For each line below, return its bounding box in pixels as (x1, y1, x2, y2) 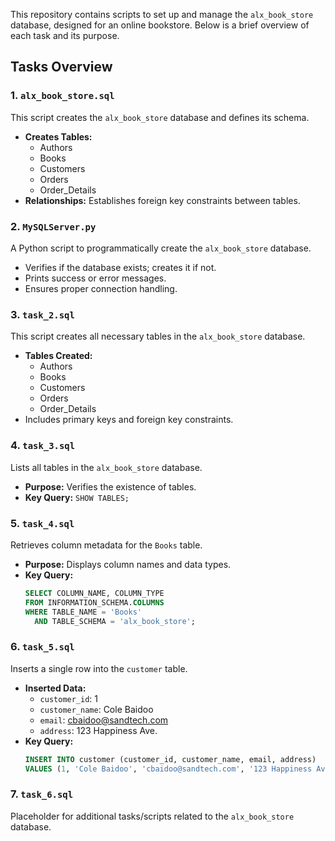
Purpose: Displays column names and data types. (24, 558, 232, 570)
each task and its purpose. (10, 30, 120, 41)
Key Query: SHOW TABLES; (24, 491, 130, 503)
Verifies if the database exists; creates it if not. (24, 261, 217, 273)
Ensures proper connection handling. (24, 282, 178, 294)
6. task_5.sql (10, 640, 75, 654)
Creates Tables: (24, 130, 93, 143)
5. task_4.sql (10, 516, 75, 530)
